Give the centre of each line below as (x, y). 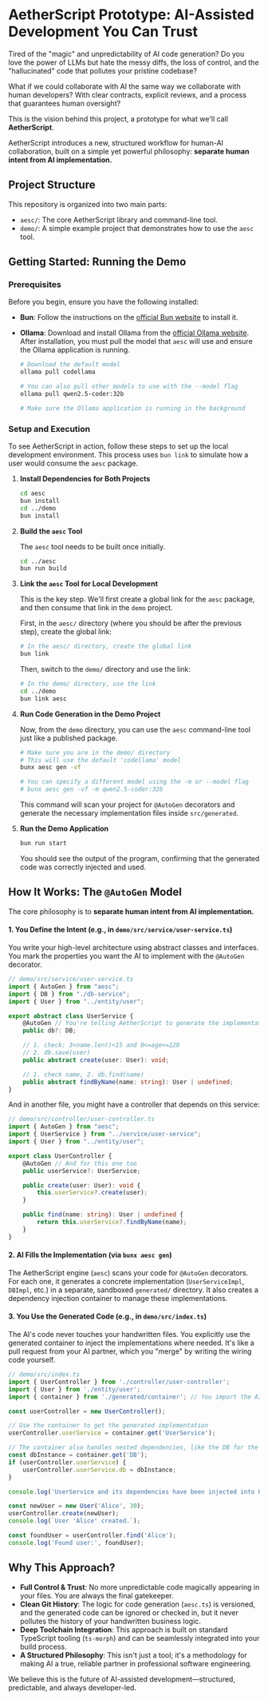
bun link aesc (43, 698)
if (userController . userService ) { (67, 1462)
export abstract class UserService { (71, 1016)
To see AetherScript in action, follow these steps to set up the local (118, 446)
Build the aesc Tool (51, 531)
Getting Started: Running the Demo (97, 262)
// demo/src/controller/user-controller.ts (82, 1119)
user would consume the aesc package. (73, 463)
